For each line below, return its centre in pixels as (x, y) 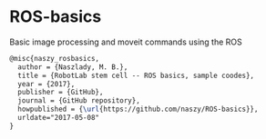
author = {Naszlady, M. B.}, (73, 67)
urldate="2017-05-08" (59, 118)
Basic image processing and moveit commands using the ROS (126, 42)
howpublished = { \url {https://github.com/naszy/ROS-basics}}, (138, 109)
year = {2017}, (46, 84)
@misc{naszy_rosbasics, (55, 58)
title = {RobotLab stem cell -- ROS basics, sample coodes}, (136, 75)
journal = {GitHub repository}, (79, 101)
